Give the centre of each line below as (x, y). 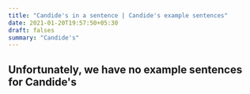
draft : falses (32, 30)
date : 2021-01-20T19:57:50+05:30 (63, 23)
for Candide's (43, 82)
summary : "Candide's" (44, 38)
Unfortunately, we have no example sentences (125, 69)
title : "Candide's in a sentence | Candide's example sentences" (118, 15)
